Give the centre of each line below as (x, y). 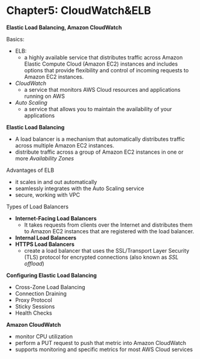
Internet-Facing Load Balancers (56, 218)
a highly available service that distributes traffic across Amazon (103, 57)
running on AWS (45, 96)
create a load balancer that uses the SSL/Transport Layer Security (107, 250)
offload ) (34, 263)
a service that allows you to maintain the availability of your (98, 109)
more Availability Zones (45, 158)
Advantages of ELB (30, 170)
